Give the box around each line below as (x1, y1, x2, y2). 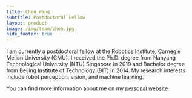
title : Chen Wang (6, 8, 50, 15)
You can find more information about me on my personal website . (6, 85, 170, 92)
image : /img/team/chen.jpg (6, 25, 74, 32)
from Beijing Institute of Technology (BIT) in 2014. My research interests (6, 67, 186, 74)
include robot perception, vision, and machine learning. (6, 73, 144, 81)
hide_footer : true (6, 31, 53, 37)
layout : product (6, 20, 47, 26)
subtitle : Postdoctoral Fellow (6, 14, 85, 20)
